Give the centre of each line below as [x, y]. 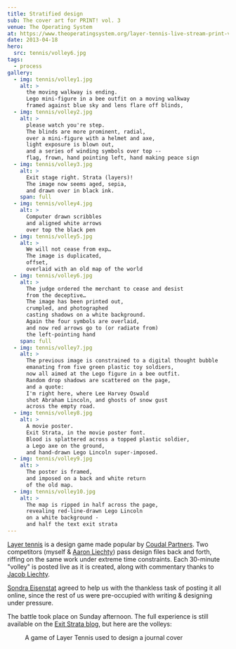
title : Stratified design [45, 14]
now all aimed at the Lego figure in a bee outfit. [103, 374]
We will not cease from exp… [68, 250]
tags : [15, 60]
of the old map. [50, 485]
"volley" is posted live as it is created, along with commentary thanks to [111, 567]
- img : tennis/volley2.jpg [53, 112]
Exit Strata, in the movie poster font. [86, 433]
